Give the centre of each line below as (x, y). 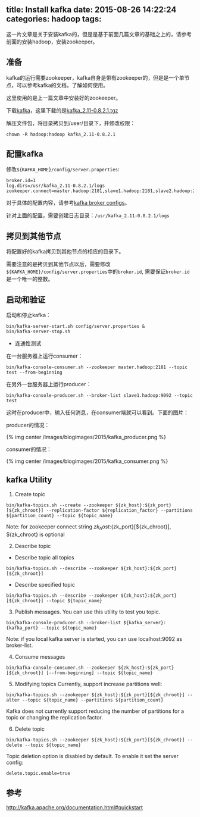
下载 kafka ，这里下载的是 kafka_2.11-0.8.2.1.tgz (62, 110)
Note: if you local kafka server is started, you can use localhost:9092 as (94, 638)
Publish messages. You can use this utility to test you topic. (87, 612)
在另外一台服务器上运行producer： (49, 384)
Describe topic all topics (44, 557)
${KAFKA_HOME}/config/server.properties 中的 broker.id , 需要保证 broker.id (98, 272)
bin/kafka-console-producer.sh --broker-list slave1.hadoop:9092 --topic (100, 396)
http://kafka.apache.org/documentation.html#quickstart (74, 807)
